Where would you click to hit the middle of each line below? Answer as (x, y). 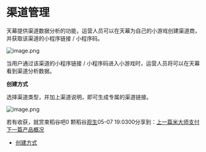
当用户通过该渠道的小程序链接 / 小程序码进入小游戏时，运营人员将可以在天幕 (103, 63)
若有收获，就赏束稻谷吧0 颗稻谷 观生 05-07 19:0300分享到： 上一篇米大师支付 (103, 122)
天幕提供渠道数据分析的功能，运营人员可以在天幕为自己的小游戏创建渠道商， (103, 31)
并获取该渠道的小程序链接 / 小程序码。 (55, 38)
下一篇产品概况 (25, 129)
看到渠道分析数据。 (31, 70)
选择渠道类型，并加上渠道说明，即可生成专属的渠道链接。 (79, 97)
